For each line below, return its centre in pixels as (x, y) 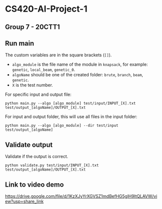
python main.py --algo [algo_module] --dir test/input (62, 126)
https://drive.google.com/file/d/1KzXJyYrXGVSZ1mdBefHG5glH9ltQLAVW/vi (81, 196)
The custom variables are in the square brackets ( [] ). (58, 55)
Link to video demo (35, 184)
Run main (20, 43)
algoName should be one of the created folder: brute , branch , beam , (78, 75)
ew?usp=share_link (24, 201)
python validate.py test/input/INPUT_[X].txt (52, 165)
